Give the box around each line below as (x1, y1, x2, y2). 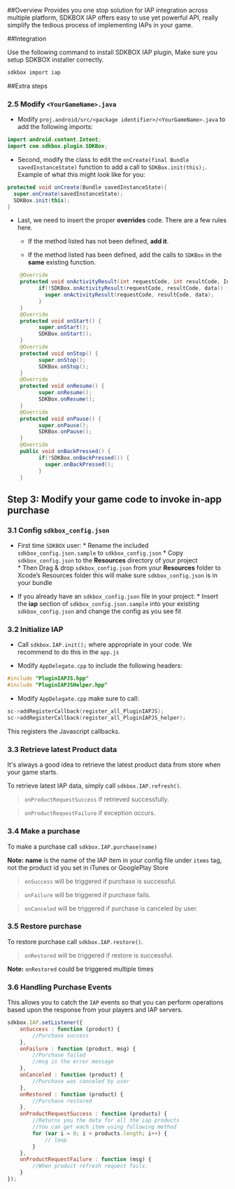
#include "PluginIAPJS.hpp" (7, 675, 90, 683)
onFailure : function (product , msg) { (20, 1045, 136, 1052)
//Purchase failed (32, 1052, 86, 1059)
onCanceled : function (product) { (20, 1071, 124, 1079)
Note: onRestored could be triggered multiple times (7, 965, 154, 973)
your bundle (17, 579, 52, 587)
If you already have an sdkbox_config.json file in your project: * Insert (17, 592, 219, 600)
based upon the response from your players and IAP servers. (7, 1006, 183, 1014)
